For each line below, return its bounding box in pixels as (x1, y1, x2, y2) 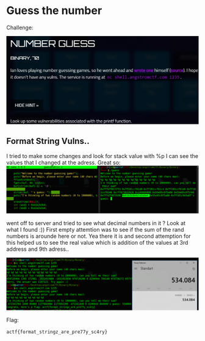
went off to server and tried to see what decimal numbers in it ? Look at (6, 220, 186, 227)
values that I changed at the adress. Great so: (6, 159, 121, 166)
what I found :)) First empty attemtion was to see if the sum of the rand (6, 226, 184, 234)
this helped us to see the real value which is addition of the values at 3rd (6, 239, 189, 246)
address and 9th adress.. (6, 245, 69, 253)
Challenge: (6, 24, 34, 31)
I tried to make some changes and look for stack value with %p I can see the (6, 152, 198, 159)
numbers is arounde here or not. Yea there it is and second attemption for (6, 232, 191, 240)
